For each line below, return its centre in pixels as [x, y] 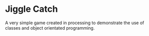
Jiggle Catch [31, 9]
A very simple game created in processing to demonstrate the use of [74, 23]
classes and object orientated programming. [50, 28]
